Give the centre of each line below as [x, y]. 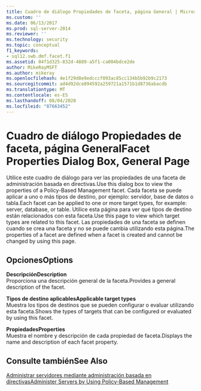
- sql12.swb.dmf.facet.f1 [38, 56]
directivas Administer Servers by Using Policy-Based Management [87, 382]
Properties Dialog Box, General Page [98, 161]
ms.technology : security [37, 39]
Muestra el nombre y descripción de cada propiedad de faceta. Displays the [99, 336]
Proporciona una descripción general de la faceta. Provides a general [91, 281]
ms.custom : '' [24, 17]
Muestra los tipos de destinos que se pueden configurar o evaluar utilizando [100, 305]
